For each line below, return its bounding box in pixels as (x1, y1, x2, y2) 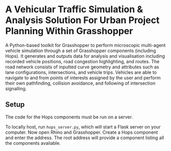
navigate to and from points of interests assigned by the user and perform (5, 74, 161, 81)
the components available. (5, 140, 61, 146)
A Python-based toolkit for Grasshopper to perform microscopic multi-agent (5, 42, 166, 48)
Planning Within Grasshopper (5, 26, 133, 37)
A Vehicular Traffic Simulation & (5, 4, 143, 15)
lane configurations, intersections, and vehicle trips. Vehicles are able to (5, 69, 157, 75)
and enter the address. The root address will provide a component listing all (5, 134, 164, 141)
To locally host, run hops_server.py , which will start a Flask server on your (5, 123, 161, 130)
